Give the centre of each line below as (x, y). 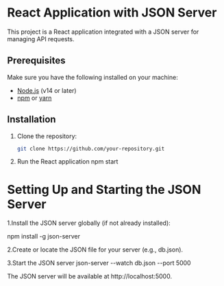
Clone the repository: (47, 136)
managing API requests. (41, 38)
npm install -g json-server (44, 236)
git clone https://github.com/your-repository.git (91, 148)
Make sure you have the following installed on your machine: (92, 77)
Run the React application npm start (67, 162)
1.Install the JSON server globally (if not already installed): (89, 223)
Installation (32, 119)
